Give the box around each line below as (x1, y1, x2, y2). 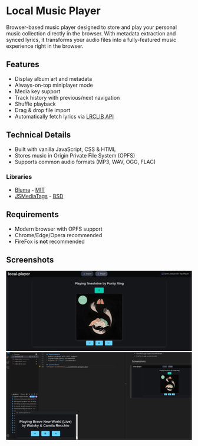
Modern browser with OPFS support (14, 225, 103, 232)
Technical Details (6, 130, 71, 140)
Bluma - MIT (14, 186, 45, 193)
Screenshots (6, 255, 54, 265)
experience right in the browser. (6, 42, 84, 50)
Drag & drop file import (14, 106, 71, 113)
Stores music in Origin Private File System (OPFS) (14, 152, 136, 159)
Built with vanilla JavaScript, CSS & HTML (14, 146, 116, 153)
